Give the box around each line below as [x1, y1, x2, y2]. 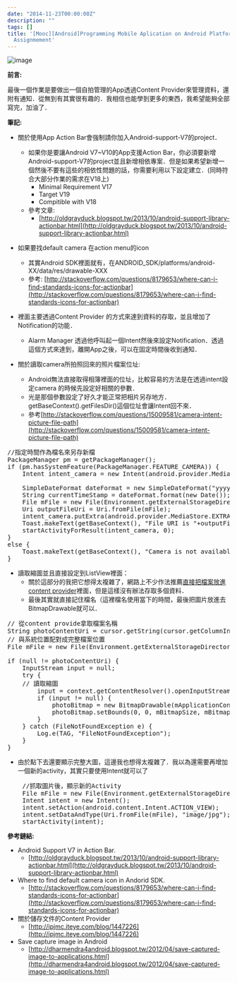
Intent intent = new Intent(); [22, 797, 130, 805]
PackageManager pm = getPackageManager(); [7, 456, 157, 464]
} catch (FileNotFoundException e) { [22, 722, 153, 731]
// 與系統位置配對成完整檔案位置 [7, 636, 106, 643]
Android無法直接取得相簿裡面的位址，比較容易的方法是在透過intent [28, 375, 222, 383]
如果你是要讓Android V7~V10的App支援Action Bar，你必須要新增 [28, 148, 217, 157]
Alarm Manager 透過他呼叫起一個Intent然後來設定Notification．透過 [28, 336, 224, 345]
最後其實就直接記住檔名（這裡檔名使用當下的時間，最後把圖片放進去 [28, 595, 226, 604]
